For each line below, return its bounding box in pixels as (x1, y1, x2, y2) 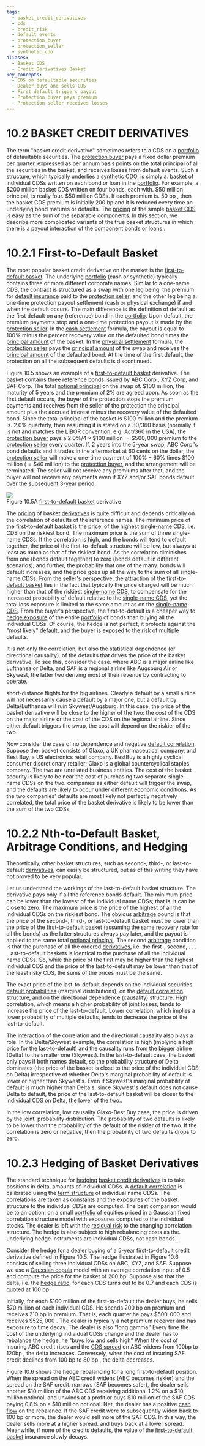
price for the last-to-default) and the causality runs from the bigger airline (6, 1045, 192, 1053)
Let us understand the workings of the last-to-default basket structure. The (6, 885, 196, 892)
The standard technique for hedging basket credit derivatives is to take (6, 1176, 185, 1184)
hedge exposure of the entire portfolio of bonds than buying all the (6, 613, 174, 621)
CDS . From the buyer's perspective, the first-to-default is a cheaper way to (6, 607, 196, 614)
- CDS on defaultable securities (12, 77, 97, 83)
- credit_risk (12, 26, 48, 32)
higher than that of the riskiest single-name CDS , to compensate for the (6, 587, 187, 595)
